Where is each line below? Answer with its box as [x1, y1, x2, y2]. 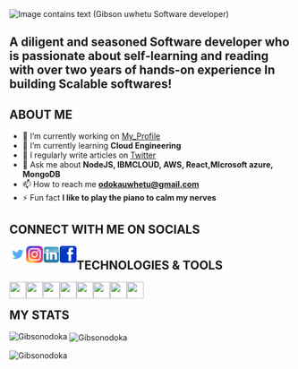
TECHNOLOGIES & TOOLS [76, 257, 224, 272]
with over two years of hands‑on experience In [9, 63, 276, 78]
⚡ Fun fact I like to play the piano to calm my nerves [21, 193, 217, 203]
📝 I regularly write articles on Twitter [21, 150, 157, 160]
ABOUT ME [9, 107, 73, 122]
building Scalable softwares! [9, 76, 173, 92]
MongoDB [21, 169, 61, 180]
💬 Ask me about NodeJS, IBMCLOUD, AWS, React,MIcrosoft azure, [21, 159, 274, 170]
